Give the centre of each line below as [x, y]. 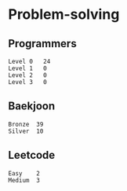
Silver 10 [26, 131]
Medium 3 [24, 180]
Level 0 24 [29, 61]
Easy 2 [24, 173]
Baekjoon [32, 107]
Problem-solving [64, 15]
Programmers [42, 44]
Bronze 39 [26, 124]
